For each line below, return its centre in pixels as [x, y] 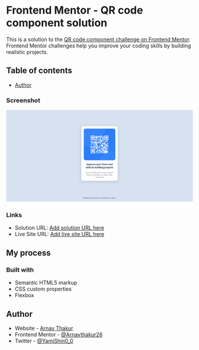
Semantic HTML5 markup [46, 283]
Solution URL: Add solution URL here [60, 228]
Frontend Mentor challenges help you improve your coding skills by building [99, 46]
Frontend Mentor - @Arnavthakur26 [59, 334]
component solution [57, 23]
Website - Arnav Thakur [44, 328]
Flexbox [24, 295]
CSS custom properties [43, 289]
